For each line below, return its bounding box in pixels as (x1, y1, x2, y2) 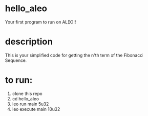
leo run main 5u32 (12, 101, 49, 107)
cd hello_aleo (12, 96, 39, 101)
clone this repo (12, 91, 42, 97)
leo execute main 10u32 (12, 106, 60, 112)
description (5, 36, 53, 47)
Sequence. (5, 57, 27, 63)
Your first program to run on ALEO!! (5, 19, 76, 25)
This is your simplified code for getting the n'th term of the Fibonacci (5, 52, 144, 58)
